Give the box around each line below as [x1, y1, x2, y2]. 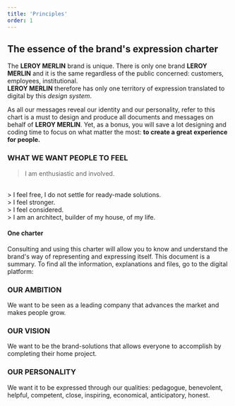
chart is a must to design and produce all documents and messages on [7, 113, 214, 121]
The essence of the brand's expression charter [7, 43, 219, 55]
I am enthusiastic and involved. [24, 169, 115, 177]
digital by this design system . [7, 92, 92, 100]
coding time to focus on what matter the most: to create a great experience [7, 128, 228, 136]
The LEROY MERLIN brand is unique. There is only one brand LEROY [7, 61, 207, 71]
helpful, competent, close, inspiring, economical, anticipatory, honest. [7, 390, 210, 399]
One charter [7, 229, 44, 237]
